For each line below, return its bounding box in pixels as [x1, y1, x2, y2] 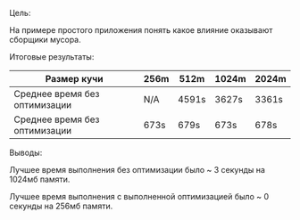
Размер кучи [45, 73, 104, 85]
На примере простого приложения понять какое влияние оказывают [9, 25, 273, 35]
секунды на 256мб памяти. [9, 200, 113, 211]
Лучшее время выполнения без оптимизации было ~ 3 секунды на [9, 165, 266, 175]
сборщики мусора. [9, 35, 82, 45]
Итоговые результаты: [9, 52, 95, 61]
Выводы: [9, 147, 43, 158]
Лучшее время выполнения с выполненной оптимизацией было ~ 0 [9, 191, 270, 201]
